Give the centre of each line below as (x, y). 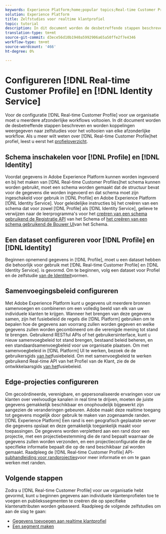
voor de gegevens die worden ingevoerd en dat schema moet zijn (72, 193)
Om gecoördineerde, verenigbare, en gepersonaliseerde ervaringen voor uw (83, 394)
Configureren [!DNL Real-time (68, 80)
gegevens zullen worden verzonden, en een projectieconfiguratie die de (79, 441)
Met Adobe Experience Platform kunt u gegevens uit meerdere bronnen (78, 303)
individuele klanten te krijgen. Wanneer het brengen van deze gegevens (78, 313)
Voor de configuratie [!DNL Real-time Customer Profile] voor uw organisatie (82, 115)
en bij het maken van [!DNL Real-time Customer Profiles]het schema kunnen (83, 182)
